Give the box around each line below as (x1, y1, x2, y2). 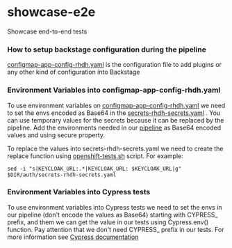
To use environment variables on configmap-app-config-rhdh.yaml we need (7, 101, 226, 109)
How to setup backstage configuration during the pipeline (7, 45, 206, 54)
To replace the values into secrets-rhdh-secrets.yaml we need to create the (7, 144, 224, 153)
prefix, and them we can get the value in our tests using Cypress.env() (7, 217, 209, 226)
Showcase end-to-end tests (7, 27, 88, 36)
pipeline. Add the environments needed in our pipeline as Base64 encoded (7, 123, 221, 132)
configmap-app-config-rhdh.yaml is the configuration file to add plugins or (7, 61, 222, 69)
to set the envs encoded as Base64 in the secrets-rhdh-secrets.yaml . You (7, 109, 221, 117)
